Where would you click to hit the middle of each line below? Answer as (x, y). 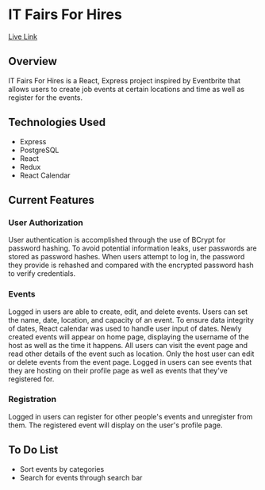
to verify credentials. (42, 274)
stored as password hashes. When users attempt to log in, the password (127, 257)
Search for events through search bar (81, 477)
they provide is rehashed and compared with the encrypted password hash (131, 265)
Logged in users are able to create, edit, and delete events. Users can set (128, 312)
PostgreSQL (39, 150)
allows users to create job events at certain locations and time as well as (126, 89)
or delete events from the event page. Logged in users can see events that (130, 362)
